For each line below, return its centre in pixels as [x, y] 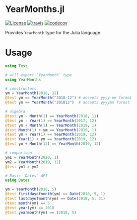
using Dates [17, 180]
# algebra [15, 111]
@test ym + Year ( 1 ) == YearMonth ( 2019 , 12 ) [51, 135]
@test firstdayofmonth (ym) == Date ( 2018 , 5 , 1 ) [55, 194]
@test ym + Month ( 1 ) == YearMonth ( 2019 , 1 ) [51, 125]
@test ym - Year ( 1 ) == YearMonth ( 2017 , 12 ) [51, 120]
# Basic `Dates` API [27, 176]
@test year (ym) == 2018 [30, 208]
